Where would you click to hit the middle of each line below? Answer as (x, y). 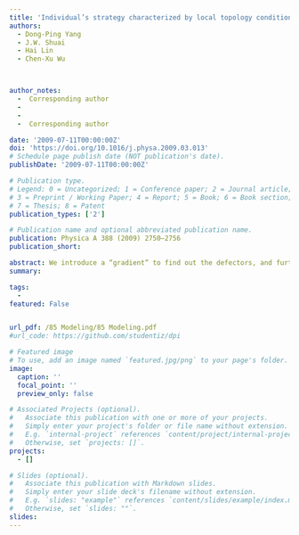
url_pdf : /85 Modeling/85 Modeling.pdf (83, 328)
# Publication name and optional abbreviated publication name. (131, 230)
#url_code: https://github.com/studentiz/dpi (95, 336)
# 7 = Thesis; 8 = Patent (57, 206)
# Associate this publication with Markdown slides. (113, 484)
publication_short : (45, 247)
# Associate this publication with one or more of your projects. (139, 418)
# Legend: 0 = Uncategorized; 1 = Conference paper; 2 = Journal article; (151, 189)
